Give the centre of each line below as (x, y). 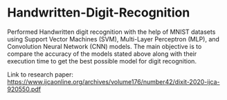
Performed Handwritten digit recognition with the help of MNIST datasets (111, 32)
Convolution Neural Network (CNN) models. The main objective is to (105, 46)
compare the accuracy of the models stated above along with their (102, 54)
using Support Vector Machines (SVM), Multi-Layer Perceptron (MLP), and (113, 39)
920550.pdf (24, 89)
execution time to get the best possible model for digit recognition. (102, 61)
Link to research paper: (40, 74)
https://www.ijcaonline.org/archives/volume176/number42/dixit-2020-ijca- (113, 81)
